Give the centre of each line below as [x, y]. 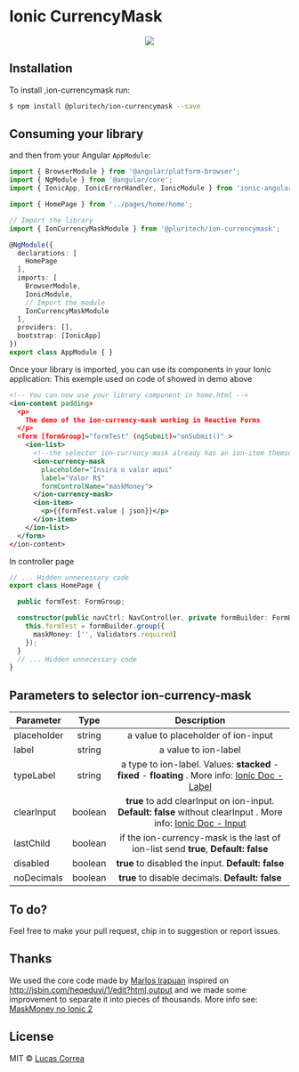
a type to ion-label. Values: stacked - [200, 765]
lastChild [32, 843]
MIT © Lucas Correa [47, 1058]
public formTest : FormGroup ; [71, 602]
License [32, 1037]
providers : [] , [45, 328]
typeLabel [35, 776]
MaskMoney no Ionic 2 [51, 1009]
